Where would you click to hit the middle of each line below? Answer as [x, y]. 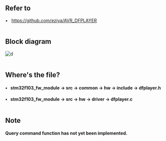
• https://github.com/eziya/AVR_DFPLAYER [51, 20]
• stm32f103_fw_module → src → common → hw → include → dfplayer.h [83, 88]
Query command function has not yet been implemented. [66, 133]
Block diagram [28, 42]
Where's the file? [33, 75]
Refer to [18, 8]
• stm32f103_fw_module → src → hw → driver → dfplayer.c [69, 99]
